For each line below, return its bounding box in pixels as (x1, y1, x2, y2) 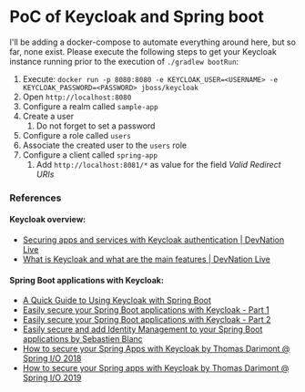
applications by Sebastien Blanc (22, 334, 143, 345)
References (9, 191, 62, 204)
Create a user (22, 110, 75, 121)
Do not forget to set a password (36, 120, 156, 131)
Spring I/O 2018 (22, 353, 82, 364)
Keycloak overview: (9, 214, 86, 225)
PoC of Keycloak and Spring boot (9, 6, 264, 27)
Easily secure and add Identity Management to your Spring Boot (22, 324, 263, 335)
